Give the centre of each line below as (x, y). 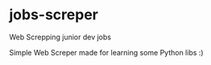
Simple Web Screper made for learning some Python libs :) (106, 52)
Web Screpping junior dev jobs (60, 37)
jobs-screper (54, 15)
